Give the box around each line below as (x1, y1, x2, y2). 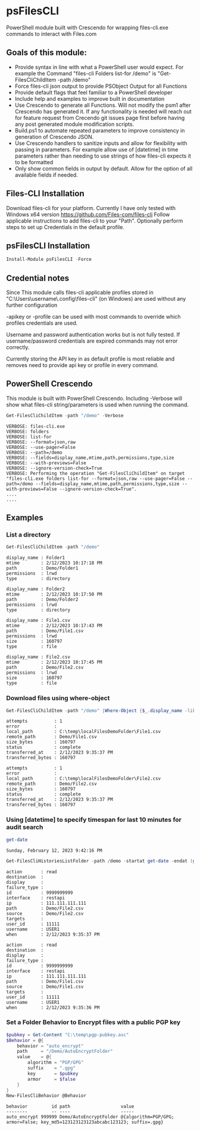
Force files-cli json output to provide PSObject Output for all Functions (14, 82, 187, 90)
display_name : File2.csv (6, 654, 70, 660)
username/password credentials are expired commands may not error (6, 337, 178, 344)
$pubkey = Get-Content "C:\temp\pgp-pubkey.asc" (6, 1031, 129, 1038)
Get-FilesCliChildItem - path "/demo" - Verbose (6, 412, 124, 418)
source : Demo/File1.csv (6, 984, 84, 990)
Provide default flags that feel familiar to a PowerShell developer (14, 88, 173, 96)
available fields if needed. (14, 171, 79, 178)
